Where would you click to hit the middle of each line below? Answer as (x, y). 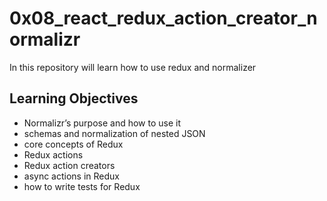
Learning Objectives (74, 98)
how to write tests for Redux (82, 186)
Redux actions (53, 154)
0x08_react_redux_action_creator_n (163, 18)
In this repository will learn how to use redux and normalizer (133, 67)
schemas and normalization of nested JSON (114, 133)
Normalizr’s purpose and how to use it (102, 123)
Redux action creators (69, 165)
